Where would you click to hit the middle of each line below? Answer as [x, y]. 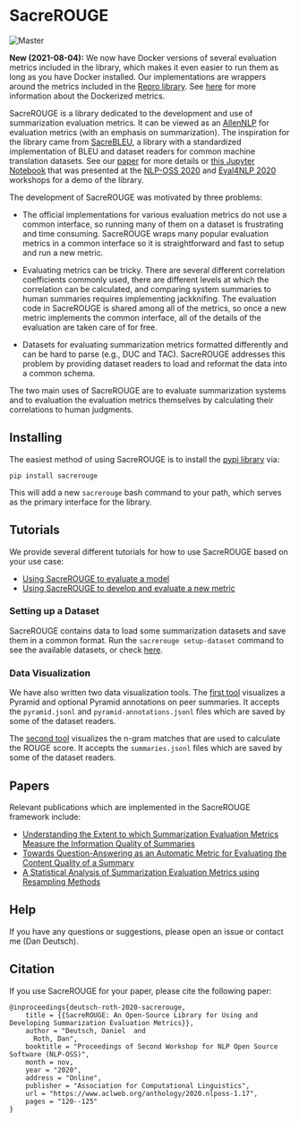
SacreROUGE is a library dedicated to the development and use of [131, 113]
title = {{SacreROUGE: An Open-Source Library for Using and [141, 1015]
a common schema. [59, 373]
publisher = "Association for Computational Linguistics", [138, 1085]
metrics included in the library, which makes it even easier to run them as [144, 67]
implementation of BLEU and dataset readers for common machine [132, 151]
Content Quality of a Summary [78, 862]
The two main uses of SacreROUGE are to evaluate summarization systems [148, 390]
